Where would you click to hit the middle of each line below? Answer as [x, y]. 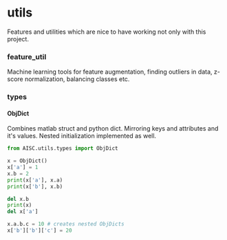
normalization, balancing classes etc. [77, 79]
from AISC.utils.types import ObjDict [63, 149]
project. [18, 39]
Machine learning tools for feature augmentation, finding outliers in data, [110, 72]
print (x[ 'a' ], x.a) [35, 180]
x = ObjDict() [28, 161]
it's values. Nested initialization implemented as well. [82, 136]
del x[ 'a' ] [23, 212]
